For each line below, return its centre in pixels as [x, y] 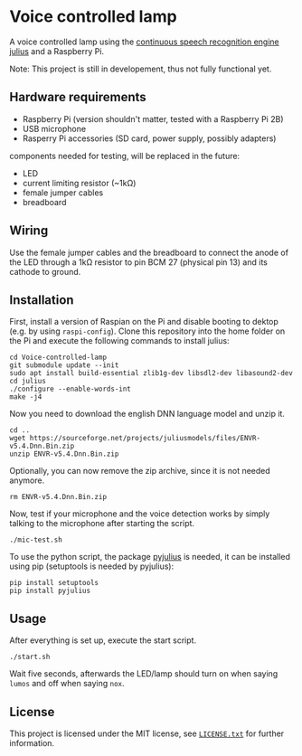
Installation [42, 300]
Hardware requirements [78, 97]
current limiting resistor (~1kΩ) [79, 183]
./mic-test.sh [36, 540]
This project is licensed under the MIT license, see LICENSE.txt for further [147, 733]
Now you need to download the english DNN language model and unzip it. [147, 414]
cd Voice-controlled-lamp [58, 358]
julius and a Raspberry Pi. [57, 51]
